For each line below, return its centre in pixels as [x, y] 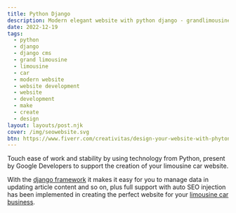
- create [26, 112]
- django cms [33, 54]
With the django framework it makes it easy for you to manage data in [108, 180]
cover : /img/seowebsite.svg [48, 132]
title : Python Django [39, 14]
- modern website [39, 79]
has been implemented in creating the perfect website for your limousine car [118, 195]
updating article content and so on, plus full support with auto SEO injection [117, 187]
